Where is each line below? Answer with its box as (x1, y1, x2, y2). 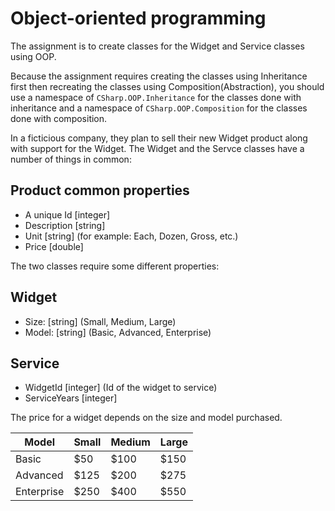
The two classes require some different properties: (10, 260, 220, 272)
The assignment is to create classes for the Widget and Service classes (10, 40, 305, 52)
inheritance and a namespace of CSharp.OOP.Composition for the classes (10, 102, 308, 114)
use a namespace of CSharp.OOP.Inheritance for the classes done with (10, 91, 302, 103)
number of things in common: (10, 153, 132, 165)
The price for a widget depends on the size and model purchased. (10, 412, 283, 424)
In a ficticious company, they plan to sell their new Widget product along (10, 132, 308, 144)
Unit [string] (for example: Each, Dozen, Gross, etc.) (24, 230, 239, 242)
